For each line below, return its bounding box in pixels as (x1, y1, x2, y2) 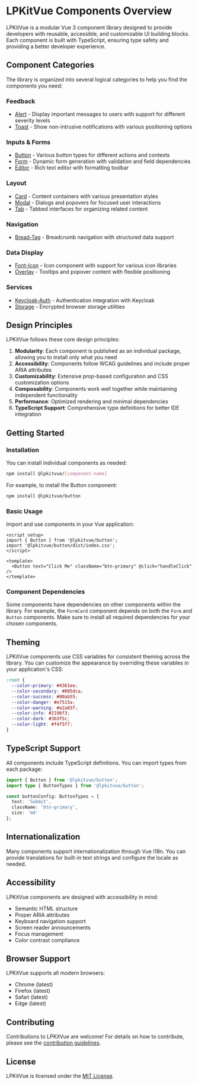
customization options (14, 379, 69, 386)
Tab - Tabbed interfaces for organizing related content (14, 205, 148, 212)
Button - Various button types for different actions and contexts (14, 152, 170, 159)
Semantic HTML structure (14, 905, 78, 912)
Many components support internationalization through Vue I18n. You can (6, 848, 186, 855)
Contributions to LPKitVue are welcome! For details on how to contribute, (6, 1033, 185, 1040)
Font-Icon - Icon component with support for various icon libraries (14, 262, 177, 269)
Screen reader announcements (14, 924, 91, 931)
